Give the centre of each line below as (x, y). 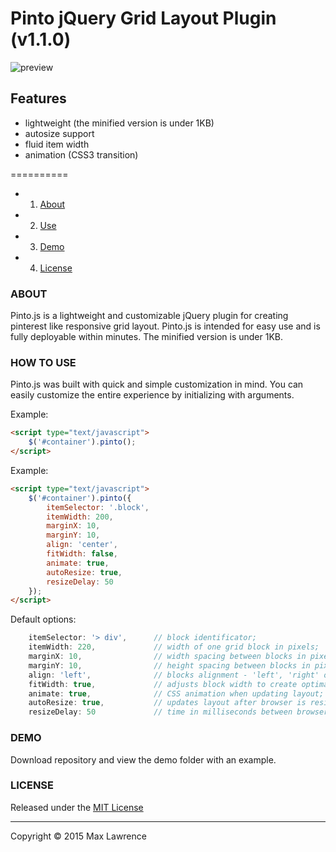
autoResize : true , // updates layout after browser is (167, 703)
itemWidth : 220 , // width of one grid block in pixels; (174, 647)
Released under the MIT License (77, 807)
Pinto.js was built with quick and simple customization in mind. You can (157, 384)
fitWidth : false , (82, 554)
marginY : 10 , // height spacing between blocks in (169, 665)
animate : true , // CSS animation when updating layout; (176, 693)
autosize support (59, 133)
